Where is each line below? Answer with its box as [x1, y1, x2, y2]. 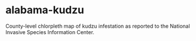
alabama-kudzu [5, 3, 85, 17]
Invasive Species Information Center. [5, 28, 94, 35]
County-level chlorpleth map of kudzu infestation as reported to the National [5, 23, 190, 29]
